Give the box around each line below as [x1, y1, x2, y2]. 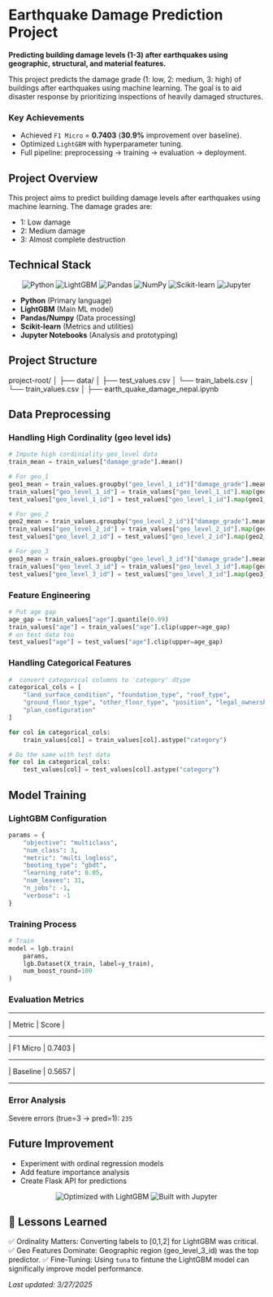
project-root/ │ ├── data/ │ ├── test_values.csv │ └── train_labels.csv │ [8, 375, 254, 385]
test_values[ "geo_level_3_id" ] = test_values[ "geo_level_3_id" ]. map [8, 570, 245, 579]
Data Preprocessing [8, 408, 111, 421]
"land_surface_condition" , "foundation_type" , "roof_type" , [23, 691, 231, 699]
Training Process [8, 918, 77, 929]
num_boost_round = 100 [23, 967, 93, 976]
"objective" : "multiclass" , [23, 838, 118, 847]
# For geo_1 [8, 473, 49, 481]
